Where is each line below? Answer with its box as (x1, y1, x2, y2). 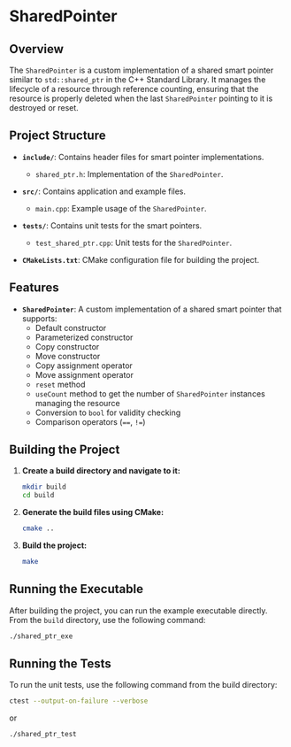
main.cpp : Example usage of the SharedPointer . (34, 203, 207, 213)
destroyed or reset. (9, 103, 80, 112)
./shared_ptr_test (9, 730, 77, 739)
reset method (34, 379, 86, 389)
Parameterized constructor (34, 332, 134, 343)
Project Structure (9, 128, 106, 143)
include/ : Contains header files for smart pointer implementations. (21, 151, 264, 162)
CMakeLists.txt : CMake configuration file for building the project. (21, 254, 259, 265)
